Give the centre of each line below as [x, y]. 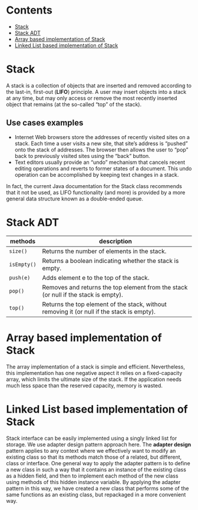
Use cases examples [45, 123]
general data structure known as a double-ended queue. [75, 199]
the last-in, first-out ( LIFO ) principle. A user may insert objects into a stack [96, 91]
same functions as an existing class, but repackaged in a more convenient [96, 494]
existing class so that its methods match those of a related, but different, [94, 457]
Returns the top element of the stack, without [104, 304]
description [116, 241]
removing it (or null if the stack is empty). [99, 311]
